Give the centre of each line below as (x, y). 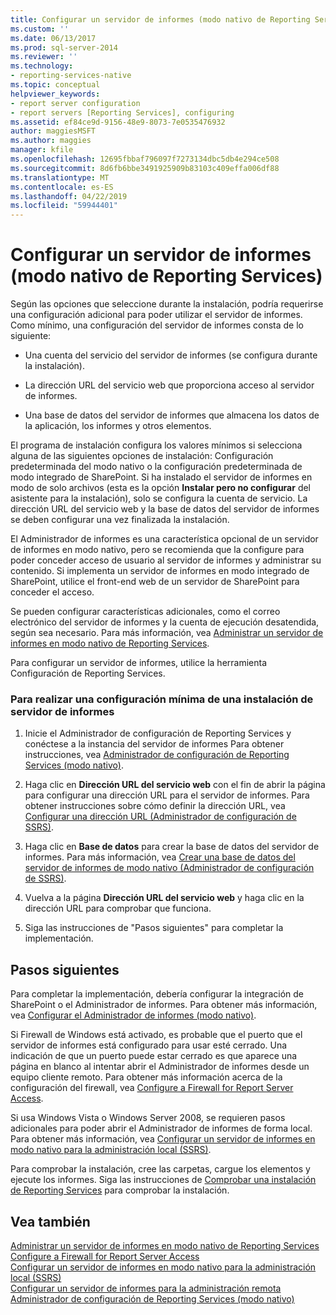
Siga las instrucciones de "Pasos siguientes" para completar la (154, 928)
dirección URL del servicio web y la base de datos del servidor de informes (165, 509)
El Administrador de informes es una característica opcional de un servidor (164, 539)
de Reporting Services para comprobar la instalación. (120, 1190)
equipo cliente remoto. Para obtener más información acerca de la (146, 1077)
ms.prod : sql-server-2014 (64, 47)
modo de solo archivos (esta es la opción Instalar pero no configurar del (160, 488)
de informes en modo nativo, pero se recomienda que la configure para (157, 550)
